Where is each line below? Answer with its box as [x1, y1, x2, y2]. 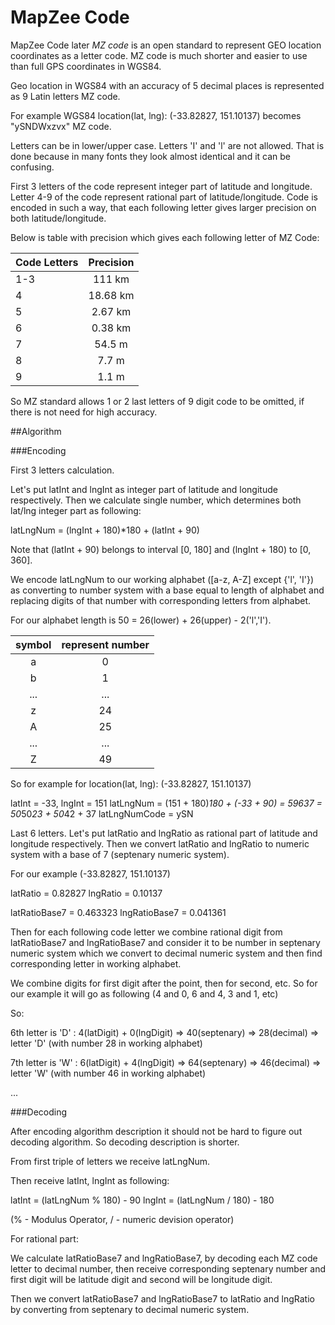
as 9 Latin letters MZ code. [10, 90, 121, 102]
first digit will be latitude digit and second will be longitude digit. [10, 1273, 273, 1285]
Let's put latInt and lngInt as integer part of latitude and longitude [10, 483, 278, 495]
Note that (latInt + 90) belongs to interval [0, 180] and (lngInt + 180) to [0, [10, 543, 312, 555]
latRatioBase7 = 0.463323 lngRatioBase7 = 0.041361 [10, 906, 227, 918]
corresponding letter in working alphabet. [10, 957, 182, 970]
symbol [15, 637, 52, 651]
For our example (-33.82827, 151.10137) [10, 867, 171, 880]
